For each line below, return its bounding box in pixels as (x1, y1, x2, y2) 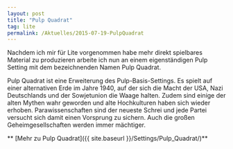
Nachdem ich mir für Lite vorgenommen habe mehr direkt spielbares (7, 49, 203, 57)
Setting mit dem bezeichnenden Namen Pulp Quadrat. (7, 63, 162, 71)
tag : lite (7, 23, 36, 30)
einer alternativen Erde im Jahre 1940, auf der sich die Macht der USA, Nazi (7, 84, 223, 92)
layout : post (7, 10, 45, 17)
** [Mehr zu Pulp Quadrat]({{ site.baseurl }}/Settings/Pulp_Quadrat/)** (7, 134, 208, 143)
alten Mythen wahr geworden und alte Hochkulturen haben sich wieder (7, 98, 211, 107)
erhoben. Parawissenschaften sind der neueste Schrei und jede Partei (7, 106, 207, 114)
